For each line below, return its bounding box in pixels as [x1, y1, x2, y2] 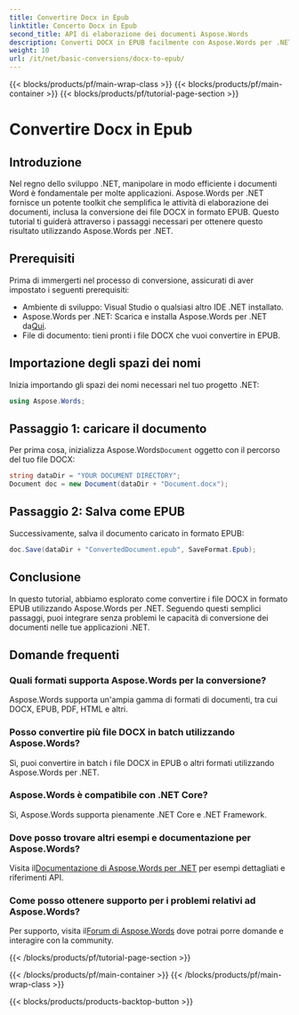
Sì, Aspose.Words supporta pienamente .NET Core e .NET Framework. [9, 809, 267, 819]
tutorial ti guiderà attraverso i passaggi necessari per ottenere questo [9, 216, 263, 227]
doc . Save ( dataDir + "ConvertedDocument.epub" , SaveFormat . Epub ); [9, 544, 256, 554]
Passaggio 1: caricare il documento [9, 421, 207, 436]
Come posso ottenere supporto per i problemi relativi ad [9, 895, 256, 907]
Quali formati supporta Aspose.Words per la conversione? [9, 673, 267, 686]
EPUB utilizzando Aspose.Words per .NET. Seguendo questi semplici [9, 602, 262, 614]
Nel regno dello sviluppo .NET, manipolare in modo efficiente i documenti [9, 179, 278, 189]
